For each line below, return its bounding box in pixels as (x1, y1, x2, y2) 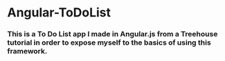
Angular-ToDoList (7, 5, 111, 21)
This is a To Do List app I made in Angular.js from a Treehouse (7, 29, 218, 39)
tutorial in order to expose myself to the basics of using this (7, 38, 211, 47)
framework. (7, 47, 48, 56)
